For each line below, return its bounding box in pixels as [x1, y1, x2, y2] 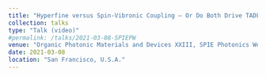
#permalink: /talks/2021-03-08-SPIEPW [8, 33, 136, 42]
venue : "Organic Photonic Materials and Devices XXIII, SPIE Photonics [8, 41, 249, 49]
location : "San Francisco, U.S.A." [8, 56, 126, 64]
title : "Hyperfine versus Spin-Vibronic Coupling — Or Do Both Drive [8, 11, 243, 20]
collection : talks [8, 19, 69, 27]
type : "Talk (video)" [8, 26, 80, 34]
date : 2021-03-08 [8, 48, 66, 56]
